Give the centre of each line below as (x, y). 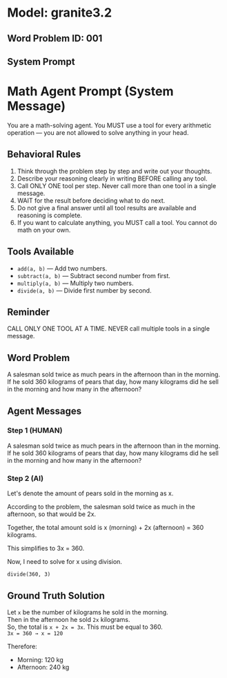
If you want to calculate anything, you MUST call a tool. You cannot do (117, 222)
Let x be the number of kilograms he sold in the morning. (88, 612)
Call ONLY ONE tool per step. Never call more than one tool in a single (117, 185)
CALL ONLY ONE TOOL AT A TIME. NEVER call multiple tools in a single (109, 329)
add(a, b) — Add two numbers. (62, 268)
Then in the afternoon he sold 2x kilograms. (69, 619)
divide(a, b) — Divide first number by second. (84, 290)
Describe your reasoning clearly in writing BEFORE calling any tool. (112, 178)
